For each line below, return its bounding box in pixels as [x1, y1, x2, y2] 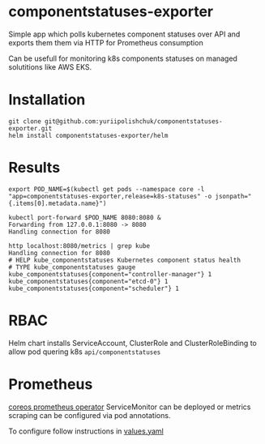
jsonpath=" [215, 192, 252, 200]
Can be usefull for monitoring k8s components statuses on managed [8, 53, 237, 63]
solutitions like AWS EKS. [8, 62, 92, 71]
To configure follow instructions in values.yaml [8, 426, 164, 436]
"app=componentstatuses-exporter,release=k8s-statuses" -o [8, 192, 212, 200]
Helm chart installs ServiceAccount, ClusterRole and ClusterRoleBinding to [8, 338, 257, 348]
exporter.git [8, 124, 53, 132]
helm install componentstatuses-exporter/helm [8, 131, 169, 139]
